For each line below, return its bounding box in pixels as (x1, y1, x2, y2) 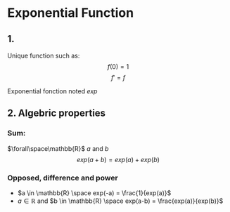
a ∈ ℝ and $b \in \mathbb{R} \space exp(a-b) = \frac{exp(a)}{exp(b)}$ (17, 197, 224, 205)
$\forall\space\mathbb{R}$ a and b (7, 144, 109, 152)
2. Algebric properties (7, 107, 106, 119)
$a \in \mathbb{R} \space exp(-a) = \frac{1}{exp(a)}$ (17, 188, 172, 197)
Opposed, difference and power (7, 173, 118, 183)
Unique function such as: (7, 51, 80, 60)
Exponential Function (7, 5, 134, 21)
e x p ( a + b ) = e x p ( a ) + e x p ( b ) (76, 155, 160, 164)
